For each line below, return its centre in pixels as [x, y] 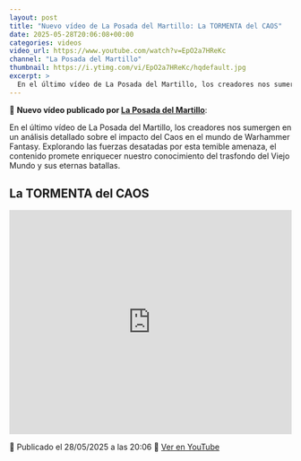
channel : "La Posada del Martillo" [76, 59]
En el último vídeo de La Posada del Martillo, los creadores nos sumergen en [150, 127]
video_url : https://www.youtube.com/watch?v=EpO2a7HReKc [118, 51]
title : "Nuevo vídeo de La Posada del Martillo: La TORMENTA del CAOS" [146, 26]
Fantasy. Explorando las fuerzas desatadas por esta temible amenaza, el [143, 146]
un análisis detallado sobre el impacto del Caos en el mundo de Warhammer [150, 136]
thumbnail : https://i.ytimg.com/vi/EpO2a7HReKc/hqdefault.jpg [128, 68]
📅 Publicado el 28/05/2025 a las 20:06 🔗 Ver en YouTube [115, 447]
